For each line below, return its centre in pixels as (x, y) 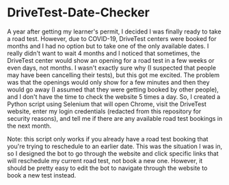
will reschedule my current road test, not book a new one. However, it (105, 160)
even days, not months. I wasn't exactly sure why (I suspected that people (112, 68)
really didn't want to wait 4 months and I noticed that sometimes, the (104, 53)
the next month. (29, 126)
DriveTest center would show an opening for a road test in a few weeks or (111, 60)
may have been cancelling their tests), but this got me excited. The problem (113, 75)
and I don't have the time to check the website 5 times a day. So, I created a (114, 96)
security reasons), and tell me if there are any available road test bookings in (115, 118)
